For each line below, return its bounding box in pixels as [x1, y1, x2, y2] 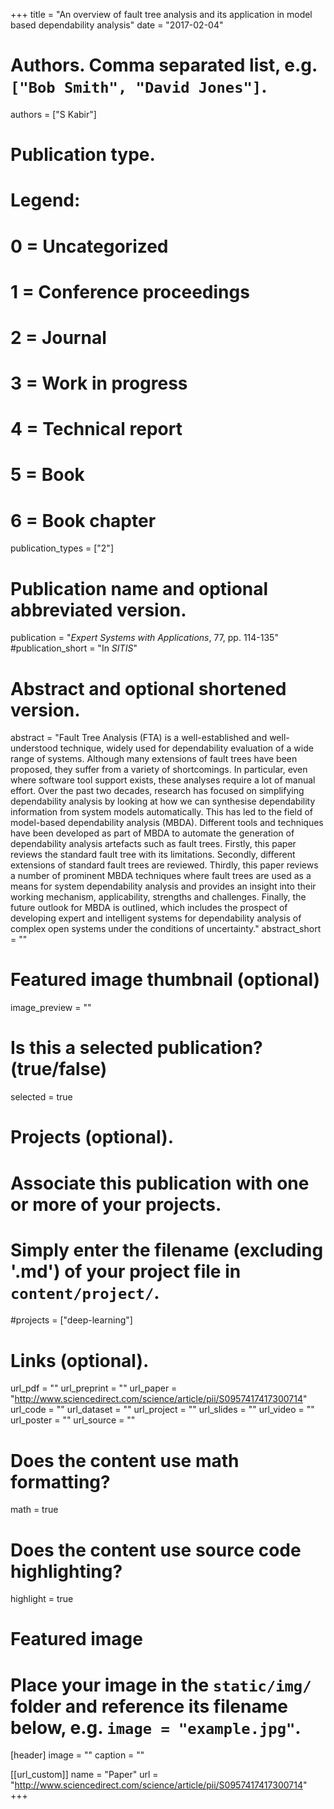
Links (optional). [10, 1349, 150, 1372]
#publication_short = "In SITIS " [10, 642, 138, 654]
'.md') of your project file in [10, 1260, 242, 1283]
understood [10, 742, 58, 754]
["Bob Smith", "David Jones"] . [10, 75, 268, 98]
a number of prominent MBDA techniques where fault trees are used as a [10, 870, 312, 882]
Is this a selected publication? [10, 1037, 263, 1059]
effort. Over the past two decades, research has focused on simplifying [10, 785, 305, 797]
